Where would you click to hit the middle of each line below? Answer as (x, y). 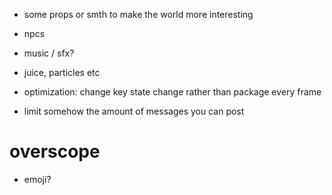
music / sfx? (49, 53)
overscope (55, 151)
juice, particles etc (62, 72)
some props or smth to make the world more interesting (138, 14)
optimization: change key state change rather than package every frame (172, 92)
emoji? (37, 179)
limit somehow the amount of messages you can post (134, 111)
